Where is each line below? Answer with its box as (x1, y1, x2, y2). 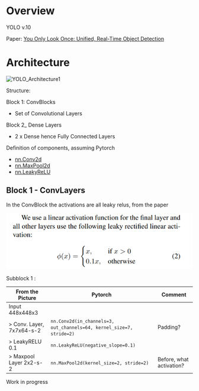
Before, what (158, 356, 189, 363)
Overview (6, 4, 55, 18)
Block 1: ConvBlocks (6, 98, 56, 105)
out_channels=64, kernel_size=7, (50, 325, 133, 331)
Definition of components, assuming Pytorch (6, 144, 115, 151)
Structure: (6, 87, 31, 94)
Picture (18, 294, 37, 301)
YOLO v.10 (6, 24, 31, 31)
